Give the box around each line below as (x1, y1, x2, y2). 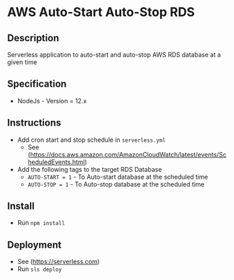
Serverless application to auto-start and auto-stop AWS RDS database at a (7, 50, 221, 59)
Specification (7, 78, 67, 90)
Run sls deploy (17, 265, 62, 273)
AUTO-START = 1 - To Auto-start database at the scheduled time (27, 172, 209, 181)
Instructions (7, 117, 61, 129)
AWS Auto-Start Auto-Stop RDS (7, 4, 195, 20)
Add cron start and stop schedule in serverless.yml (17, 135, 166, 144)
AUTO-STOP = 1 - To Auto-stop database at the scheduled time (27, 179, 205, 189)
